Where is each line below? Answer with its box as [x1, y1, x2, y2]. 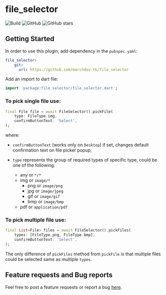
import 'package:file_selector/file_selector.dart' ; [5, 86, 118, 91]
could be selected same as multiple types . [5, 256, 92, 262]
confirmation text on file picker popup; [12, 147, 92, 154]
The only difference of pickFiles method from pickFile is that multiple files [5, 251, 161, 257]
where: [5, 132, 20, 138]
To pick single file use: [5, 98, 61, 105]
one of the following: [12, 162, 55, 169]
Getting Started [5, 35, 55, 43]
